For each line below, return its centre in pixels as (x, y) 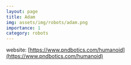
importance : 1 (23, 28)
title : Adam (21, 17)
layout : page (22, 11)
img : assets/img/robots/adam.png (47, 22)
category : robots (27, 33)
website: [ (18, 50)
